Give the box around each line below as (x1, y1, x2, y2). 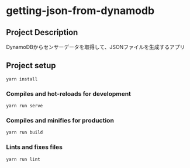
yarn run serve (6, 103, 43, 109)
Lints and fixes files (6, 143, 63, 151)
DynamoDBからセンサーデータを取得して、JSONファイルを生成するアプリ (6, 44, 185, 50)
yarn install (6, 76, 38, 82)
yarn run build (6, 129, 43, 135)
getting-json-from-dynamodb (6, 4, 155, 17)
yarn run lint (6, 156, 41, 162)
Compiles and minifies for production (6, 117, 114, 125)
